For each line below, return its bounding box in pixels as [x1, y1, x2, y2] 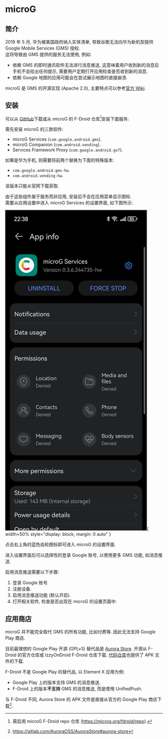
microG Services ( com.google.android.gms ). [12, 136, 102, 142]
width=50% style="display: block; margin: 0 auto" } [5, 531, 111, 537]
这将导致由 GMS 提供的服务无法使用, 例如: [5, 52, 91, 57]
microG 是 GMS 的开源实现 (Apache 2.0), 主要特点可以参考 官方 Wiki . [5, 85, 146, 91]
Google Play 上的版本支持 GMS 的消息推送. [12, 679, 101, 685]
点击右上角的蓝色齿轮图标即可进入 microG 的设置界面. [5, 542, 116, 548]
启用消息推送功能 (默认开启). [12, 592, 71, 598]
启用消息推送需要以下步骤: [5, 569, 59, 575]
